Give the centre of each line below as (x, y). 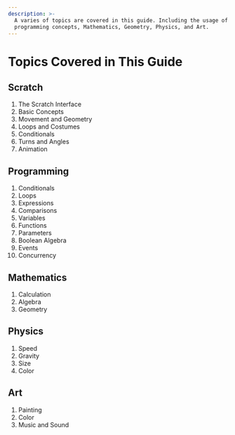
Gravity (29, 356)
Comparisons (38, 211)
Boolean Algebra (42, 240)
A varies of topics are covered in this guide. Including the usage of (121, 20)
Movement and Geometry (55, 119)
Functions (33, 226)
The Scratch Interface (50, 104)
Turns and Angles (43, 142)
